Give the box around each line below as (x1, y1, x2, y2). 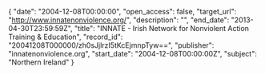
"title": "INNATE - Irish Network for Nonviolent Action (74, 24, 250, 33)
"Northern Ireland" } (8, 57, 74, 67)
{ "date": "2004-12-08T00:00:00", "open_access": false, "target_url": (8, 7, 237, 16)
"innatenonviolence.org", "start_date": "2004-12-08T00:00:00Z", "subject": (8, 49, 258, 58)
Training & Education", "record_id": (8, 32, 123, 41)
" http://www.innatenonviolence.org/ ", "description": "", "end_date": (8, 15, 230, 25)
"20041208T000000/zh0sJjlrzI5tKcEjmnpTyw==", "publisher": (8, 41, 215, 50)
